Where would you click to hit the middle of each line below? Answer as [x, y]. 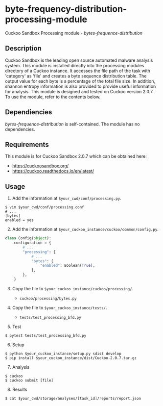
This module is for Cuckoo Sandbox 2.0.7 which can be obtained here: [76, 156]
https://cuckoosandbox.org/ [40, 166]
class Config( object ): [28, 238]
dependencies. [20, 129]
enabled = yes [20, 220]
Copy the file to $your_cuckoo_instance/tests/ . [59, 307]
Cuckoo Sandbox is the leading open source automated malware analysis [79, 60]
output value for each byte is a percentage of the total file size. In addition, [80, 81]
